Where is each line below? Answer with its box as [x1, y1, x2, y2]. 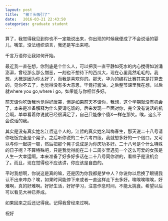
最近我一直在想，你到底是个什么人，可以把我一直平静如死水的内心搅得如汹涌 [5, 63, 163, 69]
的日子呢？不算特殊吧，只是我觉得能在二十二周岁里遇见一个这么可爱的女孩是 [5, 147, 163, 153]
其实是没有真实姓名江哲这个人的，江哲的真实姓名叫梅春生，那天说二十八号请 [5, 128, 163, 134]
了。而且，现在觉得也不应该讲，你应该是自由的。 [5, 160, 106, 166]
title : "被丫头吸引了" [5, 12, 50, 17]
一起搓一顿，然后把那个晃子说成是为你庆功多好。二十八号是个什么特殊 [18, 141, 163, 147]
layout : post [5, 7, 32, 13]
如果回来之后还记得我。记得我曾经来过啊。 [5, 200, 93, 206]
